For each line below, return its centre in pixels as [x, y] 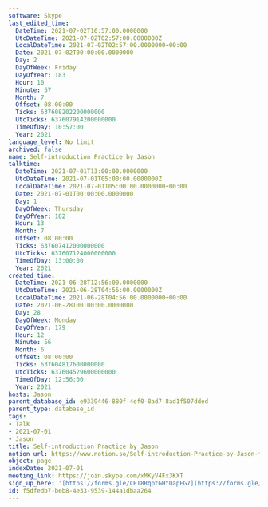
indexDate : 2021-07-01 [46, 469]
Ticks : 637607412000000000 [60, 246]
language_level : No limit [51, 142]
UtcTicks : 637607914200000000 [65, 120]
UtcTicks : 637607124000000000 [65, 253]
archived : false [35, 149]
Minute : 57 [33, 90]
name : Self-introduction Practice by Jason [82, 156]
